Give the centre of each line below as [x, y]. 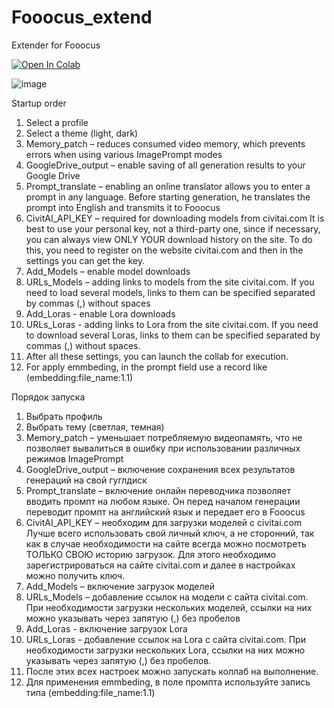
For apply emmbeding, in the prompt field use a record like [146, 367]
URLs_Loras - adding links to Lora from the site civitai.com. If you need [172, 324]
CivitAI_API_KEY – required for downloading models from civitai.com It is [175, 218]
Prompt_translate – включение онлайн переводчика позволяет [158, 490]
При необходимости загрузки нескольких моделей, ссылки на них [169, 607]
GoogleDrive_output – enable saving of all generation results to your [165, 165]
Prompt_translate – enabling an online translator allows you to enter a [168, 186]
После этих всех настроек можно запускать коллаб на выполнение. [172, 671]
